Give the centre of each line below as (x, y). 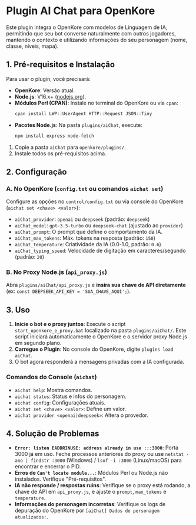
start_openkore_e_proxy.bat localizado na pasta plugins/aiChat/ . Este (100, 330)
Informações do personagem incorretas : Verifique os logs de (90, 504)
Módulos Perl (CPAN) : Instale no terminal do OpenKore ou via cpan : (96, 103)
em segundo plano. (38, 343)
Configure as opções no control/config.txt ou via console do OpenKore (95, 201)
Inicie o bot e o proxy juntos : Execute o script (70, 324)
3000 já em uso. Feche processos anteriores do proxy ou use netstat (99, 454)
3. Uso (18, 310)
